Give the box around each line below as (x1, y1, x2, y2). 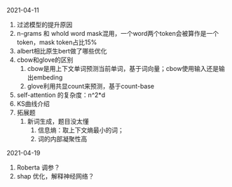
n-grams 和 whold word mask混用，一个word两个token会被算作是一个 (16, 30, 219, 37)
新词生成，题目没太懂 (27, 117, 89, 125)
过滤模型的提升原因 (16, 20, 73, 29)
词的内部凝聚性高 (37, 135, 88, 143)
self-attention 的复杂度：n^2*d (16, 91, 106, 99)
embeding (33, 73, 63, 82)
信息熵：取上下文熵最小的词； (37, 126, 124, 134)
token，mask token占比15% (16, 38, 97, 46)
